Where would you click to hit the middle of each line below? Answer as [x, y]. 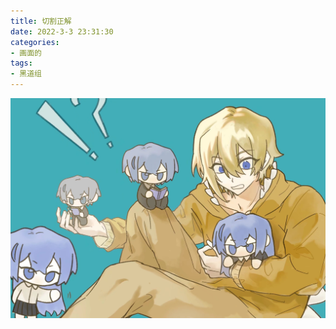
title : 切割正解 [41, 21]
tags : [21, 63]
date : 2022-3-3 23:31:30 [62, 31]
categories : [35, 42]
